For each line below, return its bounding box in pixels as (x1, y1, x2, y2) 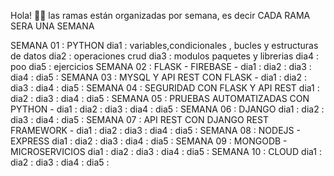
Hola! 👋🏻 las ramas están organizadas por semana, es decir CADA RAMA (10, 10, 311, 21)
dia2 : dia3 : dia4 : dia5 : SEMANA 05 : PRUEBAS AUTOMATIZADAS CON (10, 93, 310, 104)
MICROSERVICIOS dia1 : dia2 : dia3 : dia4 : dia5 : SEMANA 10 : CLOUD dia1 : (10, 146, 323, 157)
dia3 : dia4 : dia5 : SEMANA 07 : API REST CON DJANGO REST (10, 114, 269, 125)
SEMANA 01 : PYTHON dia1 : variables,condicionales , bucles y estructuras (10, 40, 319, 51)
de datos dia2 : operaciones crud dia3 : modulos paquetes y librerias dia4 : (10, 50, 320, 62)
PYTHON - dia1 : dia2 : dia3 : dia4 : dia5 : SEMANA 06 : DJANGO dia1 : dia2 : (10, 103, 325, 115)
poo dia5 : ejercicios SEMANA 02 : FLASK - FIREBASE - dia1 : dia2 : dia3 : (10, 61, 312, 72)
